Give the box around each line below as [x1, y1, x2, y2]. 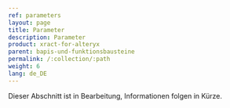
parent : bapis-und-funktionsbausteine [8, 48, 135, 56]
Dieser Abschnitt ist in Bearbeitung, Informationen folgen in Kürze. [8, 91, 222, 100]
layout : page [8, 19, 51, 27]
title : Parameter [8, 26, 65, 34]
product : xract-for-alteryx [8, 41, 100, 49]
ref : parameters [8, 11, 61, 20]
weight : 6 [8, 63, 41, 70]
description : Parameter [8, 33, 86, 41]
